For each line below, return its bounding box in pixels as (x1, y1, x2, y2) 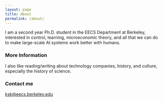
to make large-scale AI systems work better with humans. (5, 40, 121, 46)
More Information (5, 52, 47, 59)
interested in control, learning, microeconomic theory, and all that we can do (5, 34, 158, 40)
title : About (5, 12, 32, 17)
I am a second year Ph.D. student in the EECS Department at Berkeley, (5, 30, 146, 35)
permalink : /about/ (5, 16, 45, 21)
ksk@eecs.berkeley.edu (5, 91, 54, 97)
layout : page (5, 7, 32, 12)
